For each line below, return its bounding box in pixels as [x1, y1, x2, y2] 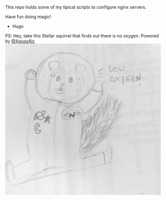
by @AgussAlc [5, 38, 35, 44]
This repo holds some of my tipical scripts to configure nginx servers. [5, 4, 147, 10]
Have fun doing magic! [5, 14, 51, 19]
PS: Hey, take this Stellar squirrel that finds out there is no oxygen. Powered [5, 33, 159, 39]
